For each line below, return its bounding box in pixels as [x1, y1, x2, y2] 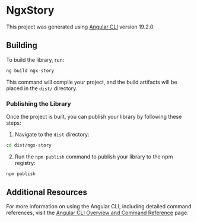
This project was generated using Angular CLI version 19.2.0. [6, 23, 155, 30]
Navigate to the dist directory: [14, 131, 90, 138]
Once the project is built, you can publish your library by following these [6, 113, 182, 120]
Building [6, 40, 37, 50]
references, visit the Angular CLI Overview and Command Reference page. [6, 209, 189, 217]
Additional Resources [6, 188, 87, 198]
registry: [14, 159, 36, 166]
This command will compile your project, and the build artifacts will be [6, 78, 177, 85]
